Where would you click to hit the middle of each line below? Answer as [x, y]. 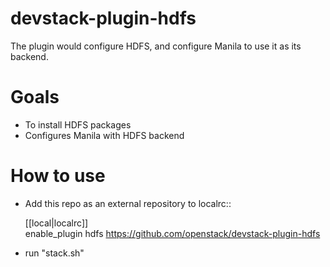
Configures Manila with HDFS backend [104, 135]
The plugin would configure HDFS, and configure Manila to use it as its [156, 46]
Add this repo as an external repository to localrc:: [128, 203]
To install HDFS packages [78, 124]
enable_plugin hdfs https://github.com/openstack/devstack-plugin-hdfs [172, 233]
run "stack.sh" [54, 253]
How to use [58, 176]
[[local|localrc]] [56, 223]
